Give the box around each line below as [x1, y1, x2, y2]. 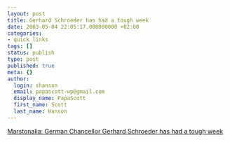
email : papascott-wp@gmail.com [13, 88, 105, 95]
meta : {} [7, 69, 33, 76]
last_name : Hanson [13, 108, 68, 115]
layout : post [7, 10, 46, 17]
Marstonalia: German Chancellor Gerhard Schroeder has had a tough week [7, 127, 223, 135]
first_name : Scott [13, 101, 68, 108]
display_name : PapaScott [13, 95, 86, 102]
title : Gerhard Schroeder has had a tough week [7, 17, 149, 24]
